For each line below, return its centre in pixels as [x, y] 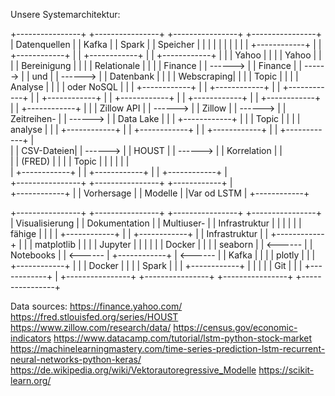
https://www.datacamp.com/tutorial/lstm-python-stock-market [183, 338]
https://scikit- [286, 370]
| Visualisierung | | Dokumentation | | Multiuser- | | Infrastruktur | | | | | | [156, 223]
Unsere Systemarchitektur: [65, 14]
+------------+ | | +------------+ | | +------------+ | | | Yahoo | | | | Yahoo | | [166, 55]
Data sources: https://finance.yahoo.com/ [96, 306]
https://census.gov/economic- [235, 327]
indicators [31, 338]
